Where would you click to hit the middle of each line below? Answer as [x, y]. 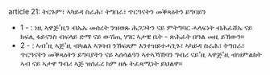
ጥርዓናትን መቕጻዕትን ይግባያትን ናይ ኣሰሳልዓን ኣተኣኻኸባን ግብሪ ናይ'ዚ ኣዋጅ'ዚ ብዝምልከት [141, 54]
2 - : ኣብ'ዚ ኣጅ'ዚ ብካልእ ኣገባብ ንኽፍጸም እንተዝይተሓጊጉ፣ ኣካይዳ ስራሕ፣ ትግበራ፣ [132, 45]
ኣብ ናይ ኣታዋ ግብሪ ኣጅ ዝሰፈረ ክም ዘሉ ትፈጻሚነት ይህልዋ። [101, 63]
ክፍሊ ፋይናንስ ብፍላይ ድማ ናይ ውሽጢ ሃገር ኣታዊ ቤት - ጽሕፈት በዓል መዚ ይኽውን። [132, 36]
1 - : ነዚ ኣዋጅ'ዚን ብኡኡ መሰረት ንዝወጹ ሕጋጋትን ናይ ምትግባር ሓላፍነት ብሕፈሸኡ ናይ [136, 28]
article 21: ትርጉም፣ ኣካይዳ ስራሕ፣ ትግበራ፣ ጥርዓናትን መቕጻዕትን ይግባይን [107, 12]
